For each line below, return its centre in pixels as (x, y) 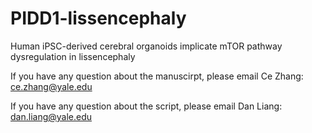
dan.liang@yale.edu (51, 116)
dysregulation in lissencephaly (73, 56)
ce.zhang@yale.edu (51, 86)
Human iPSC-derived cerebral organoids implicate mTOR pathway (146, 46)
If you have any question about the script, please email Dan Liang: (146, 106)
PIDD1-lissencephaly (98, 18)
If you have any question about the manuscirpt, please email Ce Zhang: (157, 76)
